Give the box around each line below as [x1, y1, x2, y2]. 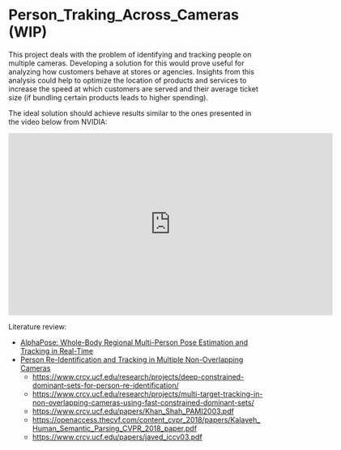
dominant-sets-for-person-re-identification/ [32, 380, 180, 390]
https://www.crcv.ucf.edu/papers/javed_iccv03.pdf [32, 431, 202, 442]
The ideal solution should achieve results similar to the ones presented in [8, 108, 252, 118]
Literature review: [8, 321, 67, 331]
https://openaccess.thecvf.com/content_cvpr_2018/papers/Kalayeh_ [32, 414, 261, 424]
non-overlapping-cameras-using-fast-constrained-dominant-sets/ [32, 397, 254, 407]
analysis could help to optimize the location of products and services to [8, 75, 247, 85]
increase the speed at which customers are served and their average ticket [8, 83, 259, 94]
